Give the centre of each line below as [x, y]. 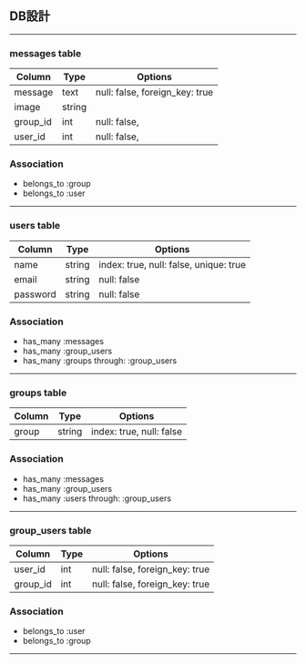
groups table [38, 393]
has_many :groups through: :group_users [100, 361]
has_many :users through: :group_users [97, 498]
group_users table [51, 530]
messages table [46, 53]
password [35, 294]
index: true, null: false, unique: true [173, 264]
